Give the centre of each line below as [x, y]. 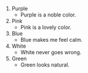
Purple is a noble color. [48, 15]
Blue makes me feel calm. [51, 40]
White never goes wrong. [51, 52]
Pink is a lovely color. [46, 27]
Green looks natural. [45, 65]
